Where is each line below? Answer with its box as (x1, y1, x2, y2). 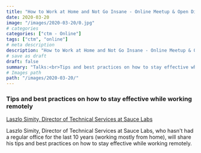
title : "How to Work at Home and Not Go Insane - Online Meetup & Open (6, 8, 188, 15)
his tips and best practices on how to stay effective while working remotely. (6, 140, 193, 147)
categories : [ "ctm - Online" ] (6, 31, 82, 37)
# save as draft (6, 53, 47, 59)
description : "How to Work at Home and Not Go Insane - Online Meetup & (6, 48, 191, 54)
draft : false (6, 58, 39, 64)
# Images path (6, 70, 42, 76)
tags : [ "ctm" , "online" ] (6, 36, 68, 42)
